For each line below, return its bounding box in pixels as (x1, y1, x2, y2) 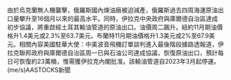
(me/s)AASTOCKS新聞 (7, 66, 71, 74)
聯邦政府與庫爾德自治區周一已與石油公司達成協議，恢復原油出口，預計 (19, 49, 218, 57)
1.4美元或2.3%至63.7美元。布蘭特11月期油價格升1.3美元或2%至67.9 (19, 31, 210, 40)
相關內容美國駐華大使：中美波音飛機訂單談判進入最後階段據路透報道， (19, 40, 218, 48)
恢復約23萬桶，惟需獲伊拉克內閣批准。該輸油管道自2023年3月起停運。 (19, 57, 220, 65)
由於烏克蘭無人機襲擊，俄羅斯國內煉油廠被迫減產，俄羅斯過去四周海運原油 (7, 6, 218, 14)
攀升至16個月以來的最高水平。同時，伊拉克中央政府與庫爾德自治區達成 (19, 14, 219, 23)
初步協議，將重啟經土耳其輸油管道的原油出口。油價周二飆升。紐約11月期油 (7, 23, 217, 31)
